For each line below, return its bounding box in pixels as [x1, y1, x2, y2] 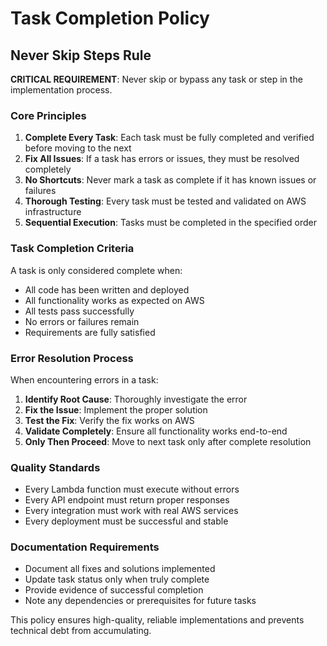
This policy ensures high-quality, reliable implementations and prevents [10, 614, 305, 626]
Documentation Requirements [10, 540, 160, 554]
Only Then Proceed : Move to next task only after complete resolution [24, 435, 312, 447]
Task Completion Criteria [10, 242, 135, 256]
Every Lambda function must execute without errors [24, 483, 240, 496]
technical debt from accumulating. [10, 625, 152, 637]
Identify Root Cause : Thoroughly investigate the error [24, 393, 248, 405]
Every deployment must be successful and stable [24, 515, 229, 527]
